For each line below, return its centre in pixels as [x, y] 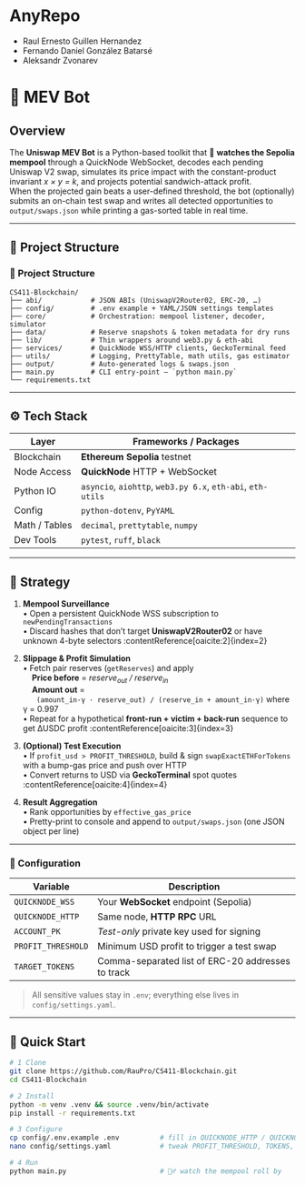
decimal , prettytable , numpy [139, 526]
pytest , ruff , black [121, 540]
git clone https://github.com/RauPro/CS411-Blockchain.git [123, 1071]
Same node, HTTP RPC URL [157, 917]
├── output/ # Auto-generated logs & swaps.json [119, 364]
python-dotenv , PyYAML [128, 510]
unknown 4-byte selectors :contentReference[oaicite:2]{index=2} [145, 641]
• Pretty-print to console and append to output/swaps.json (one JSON [153, 822]
